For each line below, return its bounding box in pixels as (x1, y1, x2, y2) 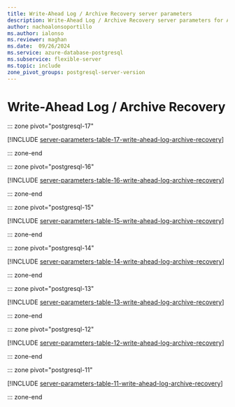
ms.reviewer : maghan (7, 36, 68, 43)
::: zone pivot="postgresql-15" (7, 203, 94, 212)
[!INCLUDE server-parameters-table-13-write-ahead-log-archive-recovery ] (7, 298, 225, 306)
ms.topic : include (7, 62, 61, 69)
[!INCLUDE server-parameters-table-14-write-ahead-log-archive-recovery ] (7, 257, 225, 266)
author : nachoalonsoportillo (7, 23, 92, 30)
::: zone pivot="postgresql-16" (7, 162, 94, 171)
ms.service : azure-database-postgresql (7, 50, 124, 57)
